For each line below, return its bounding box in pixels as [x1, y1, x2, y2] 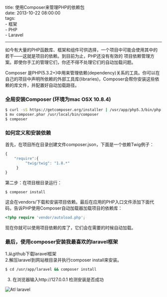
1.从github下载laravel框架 [5, 250, 57, 257]
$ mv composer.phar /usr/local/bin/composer [5, 112, 99, 117]
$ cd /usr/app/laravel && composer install [5, 267, 97, 272]
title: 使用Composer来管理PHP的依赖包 [5, 4, 85, 10]
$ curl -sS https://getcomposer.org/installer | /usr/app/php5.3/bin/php [5, 107, 162, 113]
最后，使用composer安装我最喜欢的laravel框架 [5, 238, 118, 245]
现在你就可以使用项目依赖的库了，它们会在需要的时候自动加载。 [5, 225, 136, 231]
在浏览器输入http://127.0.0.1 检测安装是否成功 [12, 276, 104, 282]
